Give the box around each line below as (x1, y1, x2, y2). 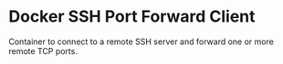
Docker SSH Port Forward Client (8, 6, 257, 27)
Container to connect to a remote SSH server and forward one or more (8, 36, 275, 47)
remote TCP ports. (8, 45, 79, 56)
